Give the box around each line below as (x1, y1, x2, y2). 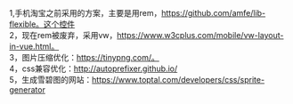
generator (9, 84, 46, 95)
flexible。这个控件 (9, 19, 76, 29)
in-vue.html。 (9, 41, 60, 52)
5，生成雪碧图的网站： (9, 75, 93, 84)
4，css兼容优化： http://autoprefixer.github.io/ (9, 63, 178, 74)
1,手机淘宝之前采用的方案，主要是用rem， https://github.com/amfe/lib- (9, 8, 266, 18)
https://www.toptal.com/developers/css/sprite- (92, 75, 265, 84)
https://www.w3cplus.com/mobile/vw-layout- (117, 30, 284, 40)
